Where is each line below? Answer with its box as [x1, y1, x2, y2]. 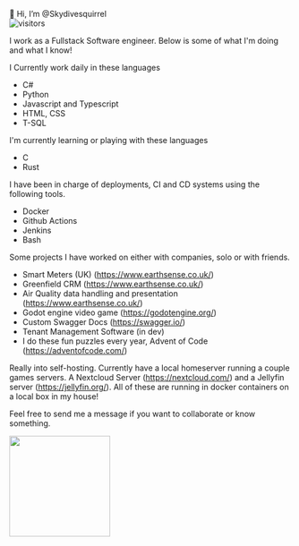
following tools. [9, 189, 65, 199]
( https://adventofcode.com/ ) [21, 346, 128, 355]
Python [21, 90, 49, 99]
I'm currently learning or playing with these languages [9, 135, 209, 145]
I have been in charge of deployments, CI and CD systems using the [9, 179, 261, 190]
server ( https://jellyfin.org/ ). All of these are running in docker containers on [9, 381, 289, 392]
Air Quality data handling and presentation [21, 288, 179, 299]
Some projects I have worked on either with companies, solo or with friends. [9, 252, 291, 262]
